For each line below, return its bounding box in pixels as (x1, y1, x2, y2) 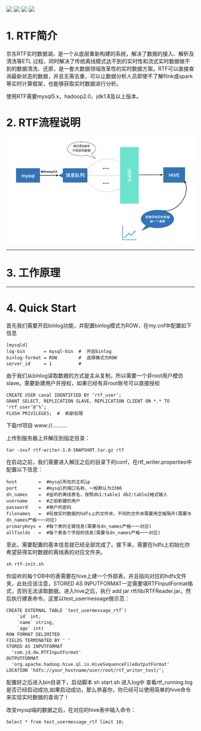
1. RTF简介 (6, 29, 58, 43)
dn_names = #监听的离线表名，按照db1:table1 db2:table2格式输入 (6, 491, 168, 498)
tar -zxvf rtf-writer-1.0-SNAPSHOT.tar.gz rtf (6, 447, 124, 453)
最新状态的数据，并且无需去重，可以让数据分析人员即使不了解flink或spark (11, 72, 193, 80)
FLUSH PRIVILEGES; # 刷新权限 (6, 410, 84, 416)
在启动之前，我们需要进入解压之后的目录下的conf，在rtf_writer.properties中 (6, 458, 192, 465)
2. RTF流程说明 (6, 116, 81, 130)
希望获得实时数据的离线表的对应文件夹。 (6, 548, 106, 556)
